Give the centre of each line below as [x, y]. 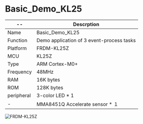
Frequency [20, 72]
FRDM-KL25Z [53, 48]
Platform [17, 48]
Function [17, 40]
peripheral [19, 95]
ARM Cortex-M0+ [57, 64]
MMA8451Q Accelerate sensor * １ [77, 104]
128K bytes [50, 87]
